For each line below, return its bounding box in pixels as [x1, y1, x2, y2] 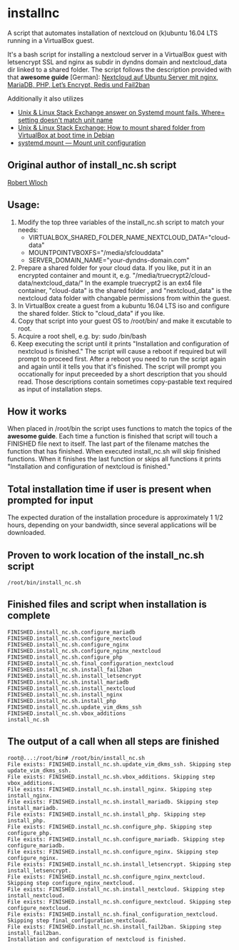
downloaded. [7, 529, 46, 537]
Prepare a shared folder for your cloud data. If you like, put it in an [17, 263, 212, 272]
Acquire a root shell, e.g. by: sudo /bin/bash [17, 331, 147, 340]
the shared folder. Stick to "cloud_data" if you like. [17, 309, 166, 317]
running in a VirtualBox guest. [7, 36, 95, 44]
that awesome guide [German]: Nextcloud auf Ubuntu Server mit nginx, [7, 73, 219, 81]
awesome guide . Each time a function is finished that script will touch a [7, 432, 218, 441]
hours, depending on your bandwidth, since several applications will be [7, 521, 217, 529]
